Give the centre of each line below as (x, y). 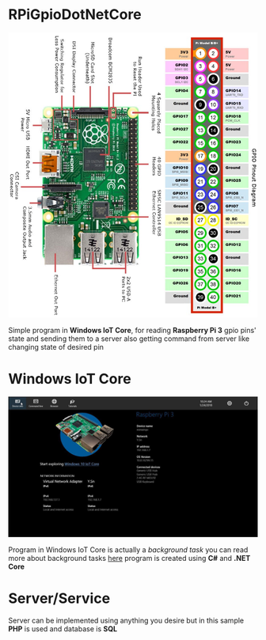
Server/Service (59, 598)
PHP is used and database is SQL (63, 629)
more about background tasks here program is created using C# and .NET (129, 559)
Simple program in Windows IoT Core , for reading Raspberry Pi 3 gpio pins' (133, 331)
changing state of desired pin (56, 347)
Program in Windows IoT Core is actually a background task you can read (128, 550)
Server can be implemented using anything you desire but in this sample (126, 621)
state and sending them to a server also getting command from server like (129, 339)
